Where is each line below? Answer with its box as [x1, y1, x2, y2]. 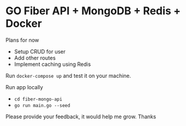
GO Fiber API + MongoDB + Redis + [5, 4, 181, 18]
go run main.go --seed [14, 102, 70, 108]
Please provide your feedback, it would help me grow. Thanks [5, 113, 156, 120]
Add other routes [14, 54, 56, 61]
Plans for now [5, 36, 40, 43]
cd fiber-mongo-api [14, 96, 63, 102]
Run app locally [5, 83, 43, 90]
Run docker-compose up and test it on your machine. [5, 72, 132, 79]
